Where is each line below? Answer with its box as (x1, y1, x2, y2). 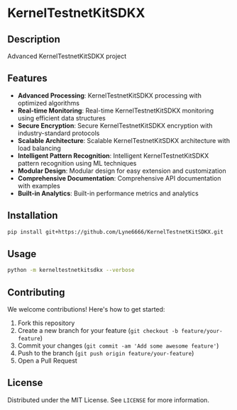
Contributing (7, 286, 65, 298)
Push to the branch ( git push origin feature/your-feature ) (17, 349, 194, 357)
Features (7, 72, 48, 84)
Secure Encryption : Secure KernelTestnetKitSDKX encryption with (17, 121, 213, 130)
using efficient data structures (17, 113, 106, 122)
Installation (7, 210, 58, 222)
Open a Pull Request (17, 356, 78, 365)
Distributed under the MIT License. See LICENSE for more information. (7, 395, 209, 404)
